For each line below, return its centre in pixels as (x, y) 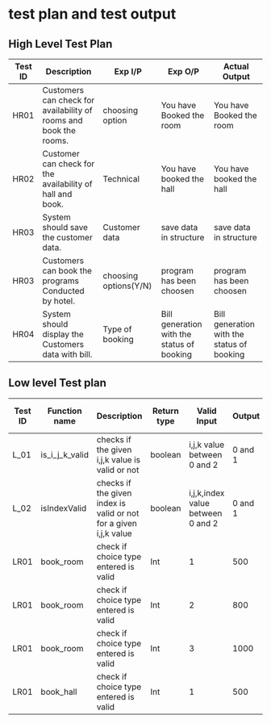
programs (60, 281)
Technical (121, 179)
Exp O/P (183, 71)
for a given (117, 523)
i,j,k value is (119, 459)
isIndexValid (64, 508)
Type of (117, 329)
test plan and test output (92, 14)
